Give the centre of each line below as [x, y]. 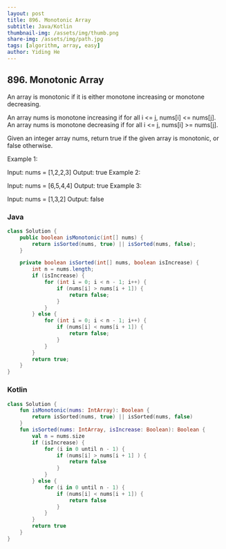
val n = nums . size [58, 436]
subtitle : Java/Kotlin [40, 26]
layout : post [26, 13]
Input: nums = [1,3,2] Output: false [56, 199]
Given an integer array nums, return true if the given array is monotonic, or [113, 138]
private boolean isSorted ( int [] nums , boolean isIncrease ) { [110, 263]
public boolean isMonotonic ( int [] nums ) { [82, 238]
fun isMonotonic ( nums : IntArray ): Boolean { [85, 411]
